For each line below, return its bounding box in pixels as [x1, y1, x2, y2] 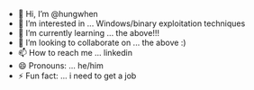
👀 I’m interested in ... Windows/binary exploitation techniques [17, 18, 246, 29]
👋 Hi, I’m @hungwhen [17, 9, 99, 19]
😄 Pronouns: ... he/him [17, 60, 104, 71]
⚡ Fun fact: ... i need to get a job [17, 70, 137, 81]
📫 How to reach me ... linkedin [17, 48, 133, 58]
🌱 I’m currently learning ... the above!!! [17, 28, 160, 38]
